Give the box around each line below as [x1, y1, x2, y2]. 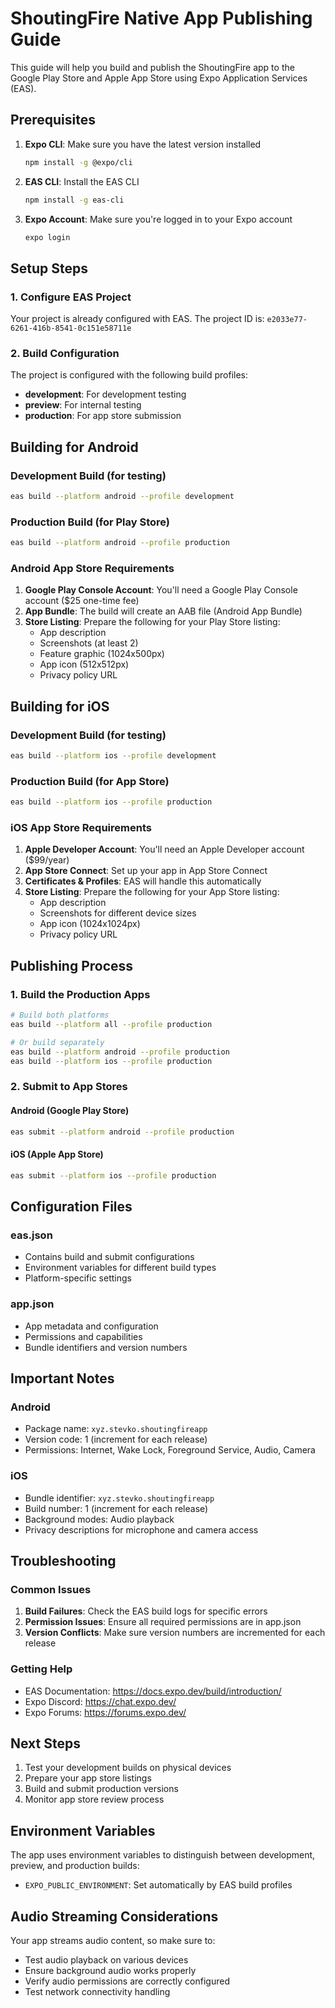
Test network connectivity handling [24, 1985, 171, 1997]
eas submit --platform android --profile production [10, 1127, 235, 1137]
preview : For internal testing [24, 399, 142, 411]
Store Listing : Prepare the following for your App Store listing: [24, 886, 280, 898]
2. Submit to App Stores [10, 1080, 128, 1094]
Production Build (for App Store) [10, 774, 170, 788]
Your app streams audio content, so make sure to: [10, 1934, 216, 1946]
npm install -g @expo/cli [24, 157, 133, 167]
